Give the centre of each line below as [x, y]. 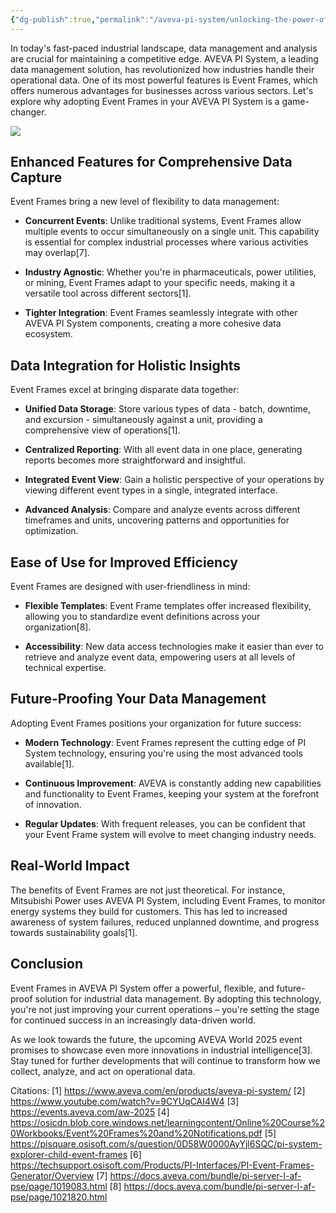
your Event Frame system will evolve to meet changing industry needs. [170, 834]
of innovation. [53, 804]
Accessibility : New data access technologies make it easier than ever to [174, 647]
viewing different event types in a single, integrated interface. [151, 490]
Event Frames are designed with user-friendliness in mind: [130, 587]
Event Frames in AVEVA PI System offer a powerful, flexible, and [142, 988]
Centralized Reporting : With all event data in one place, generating [163, 450]
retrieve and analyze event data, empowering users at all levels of [160, 657]
